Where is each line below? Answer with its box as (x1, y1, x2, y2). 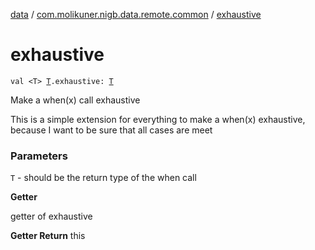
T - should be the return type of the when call (10, 172, 197, 184)
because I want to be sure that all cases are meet (10, 124, 213, 136)
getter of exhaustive (10, 210, 93, 223)
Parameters (10, 149, 68, 163)
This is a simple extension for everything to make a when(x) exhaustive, (10, 113, 306, 125)
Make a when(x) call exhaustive (10, 94, 141, 106)
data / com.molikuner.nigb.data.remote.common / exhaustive (10, 9, 262, 20)
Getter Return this (10, 230, 86, 242)
